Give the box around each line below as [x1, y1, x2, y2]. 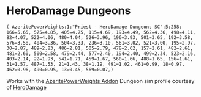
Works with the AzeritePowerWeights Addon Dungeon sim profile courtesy [6, 77, 195, 84]
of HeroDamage [6, 84, 47, 91]
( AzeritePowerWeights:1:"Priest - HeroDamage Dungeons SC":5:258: [6, 24, 183, 30]
